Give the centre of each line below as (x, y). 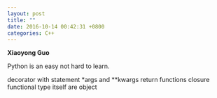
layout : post (26, 14)
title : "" (22, 20)
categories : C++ (31, 33)
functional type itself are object (52, 87)
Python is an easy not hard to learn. (58, 66)
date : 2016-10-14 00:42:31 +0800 (56, 26)
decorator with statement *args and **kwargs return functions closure (108, 80)
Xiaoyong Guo (29, 53)
